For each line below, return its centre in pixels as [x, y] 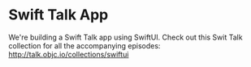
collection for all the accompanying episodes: [84, 45]
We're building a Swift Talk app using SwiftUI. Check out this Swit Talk [125, 37]
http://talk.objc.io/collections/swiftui [69, 54]
